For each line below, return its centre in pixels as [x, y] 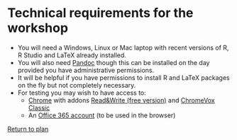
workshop [38, 28]
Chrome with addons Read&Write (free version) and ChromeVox [121, 100]
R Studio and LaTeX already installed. [72, 55]
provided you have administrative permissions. [86, 70]
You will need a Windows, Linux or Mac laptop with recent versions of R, [123, 47]
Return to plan [28, 129]
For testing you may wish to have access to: [82, 93]
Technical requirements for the [100, 13]
